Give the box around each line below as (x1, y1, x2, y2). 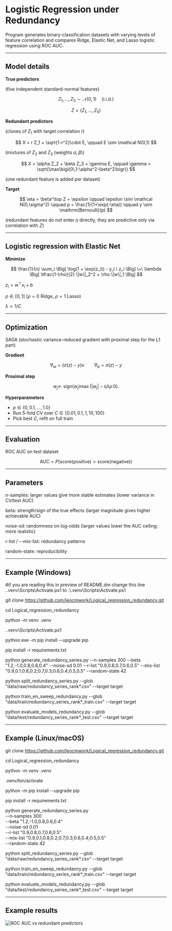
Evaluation (5, 435, 40, 444)
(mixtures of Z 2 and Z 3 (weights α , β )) (5, 149, 84, 156)
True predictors (5, 76, 39, 82)
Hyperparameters (5, 394, 45, 400)
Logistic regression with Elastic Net (5, 242, 121, 251)
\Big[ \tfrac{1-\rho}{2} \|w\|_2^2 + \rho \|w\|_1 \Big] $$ (29, 271, 143, 277)
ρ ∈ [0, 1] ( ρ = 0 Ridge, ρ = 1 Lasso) (5, 293, 81, 300)
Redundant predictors (5, 118, 53, 125)
